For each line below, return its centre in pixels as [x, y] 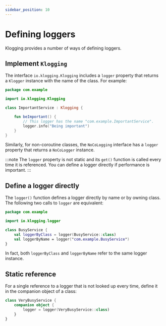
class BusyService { [27, 230]
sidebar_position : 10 [28, 10]
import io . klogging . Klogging [35, 99]
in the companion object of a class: [41, 291]
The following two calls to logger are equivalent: [54, 203]
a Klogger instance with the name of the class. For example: [66, 81]
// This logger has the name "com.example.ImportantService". [88, 121]
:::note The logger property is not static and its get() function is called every [83, 160]
